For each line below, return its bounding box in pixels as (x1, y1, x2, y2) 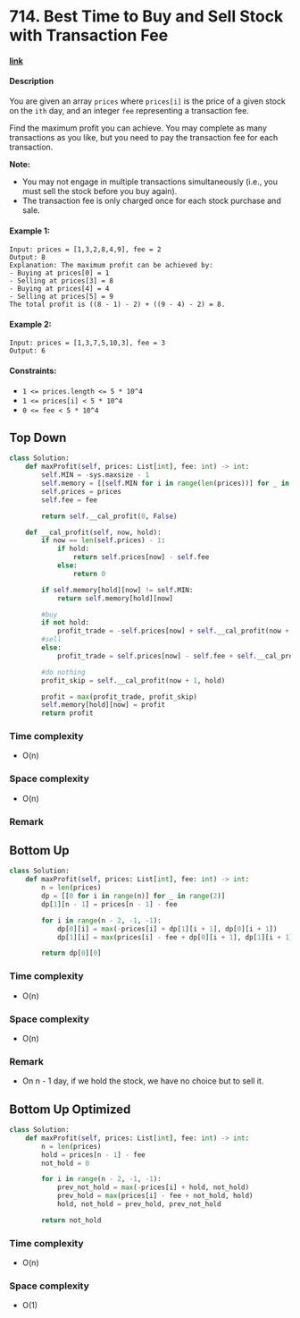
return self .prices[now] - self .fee (72, 553, 210, 562)
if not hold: (41, 618, 90, 627)
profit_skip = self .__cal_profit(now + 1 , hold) (41, 676, 226, 685)
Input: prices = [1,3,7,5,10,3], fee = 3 (9, 338, 166, 348)
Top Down (9, 429, 67, 445)
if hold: (56, 544, 90, 554)
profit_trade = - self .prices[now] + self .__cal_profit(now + (56, 626, 290, 636)
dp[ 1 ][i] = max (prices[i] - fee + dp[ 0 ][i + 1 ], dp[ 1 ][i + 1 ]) (56, 932, 297, 941)
